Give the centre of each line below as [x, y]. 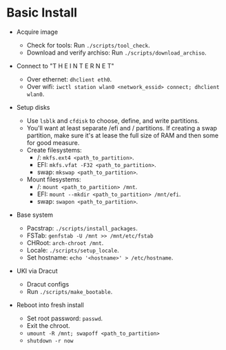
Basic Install [42, 13]
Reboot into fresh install [50, 304]
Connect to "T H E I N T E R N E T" [65, 66]
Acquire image [37, 32]
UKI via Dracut [37, 271]
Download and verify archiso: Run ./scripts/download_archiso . [117, 52]
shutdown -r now [50, 341]
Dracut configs [48, 284]
